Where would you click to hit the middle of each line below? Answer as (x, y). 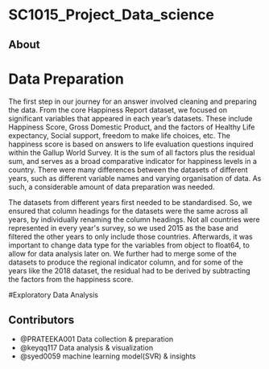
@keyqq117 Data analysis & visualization (87, 348)
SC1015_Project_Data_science (112, 15)
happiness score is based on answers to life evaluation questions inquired (131, 144)
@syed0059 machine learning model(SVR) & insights (108, 356)
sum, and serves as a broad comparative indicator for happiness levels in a (133, 161)
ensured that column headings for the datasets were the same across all (128, 211)
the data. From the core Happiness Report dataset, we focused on (118, 109)
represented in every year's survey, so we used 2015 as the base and (124, 228)
